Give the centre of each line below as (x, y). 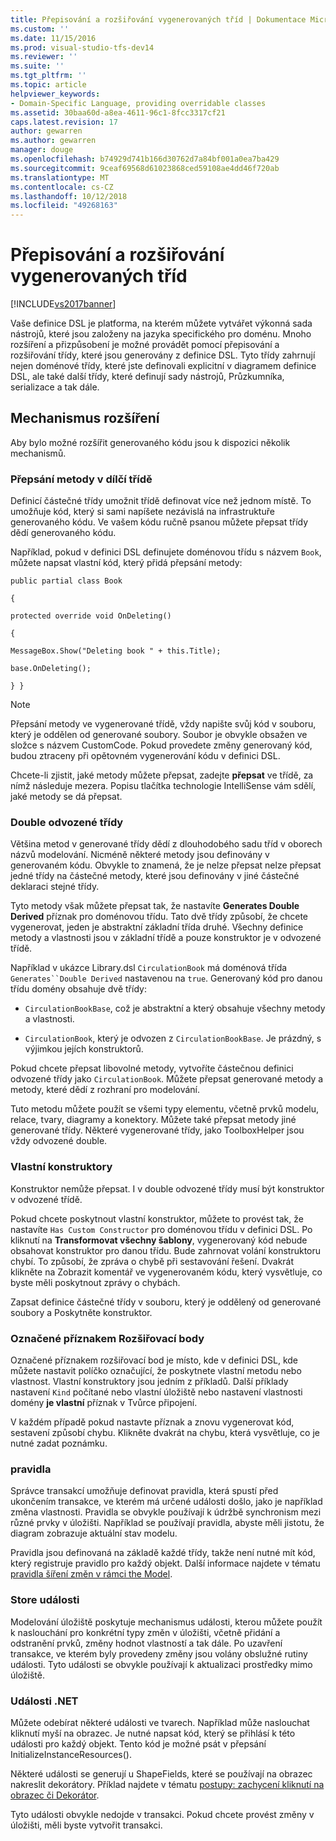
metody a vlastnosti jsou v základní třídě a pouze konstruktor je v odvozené (166, 938)
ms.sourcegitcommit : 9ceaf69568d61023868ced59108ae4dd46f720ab (145, 168)
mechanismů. (38, 453)
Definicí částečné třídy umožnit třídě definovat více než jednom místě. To (161, 501)
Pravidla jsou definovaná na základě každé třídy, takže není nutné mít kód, (163, 1553)
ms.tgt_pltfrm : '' (48, 76)
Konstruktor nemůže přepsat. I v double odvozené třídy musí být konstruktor (167, 1188)
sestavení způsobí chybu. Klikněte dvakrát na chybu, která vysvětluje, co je (165, 1433)
